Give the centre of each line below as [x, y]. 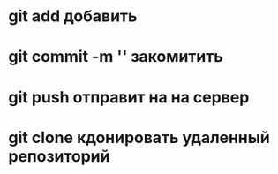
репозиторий [59, 156]
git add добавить [73, 16]
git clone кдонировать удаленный [139, 137]
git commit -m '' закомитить [116, 57]
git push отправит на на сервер [129, 97]
